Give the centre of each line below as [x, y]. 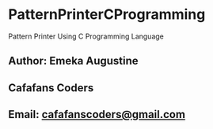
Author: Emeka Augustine [73, 61]
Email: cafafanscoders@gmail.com [97, 114]
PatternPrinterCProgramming [107, 15]
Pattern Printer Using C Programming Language [86, 36]
